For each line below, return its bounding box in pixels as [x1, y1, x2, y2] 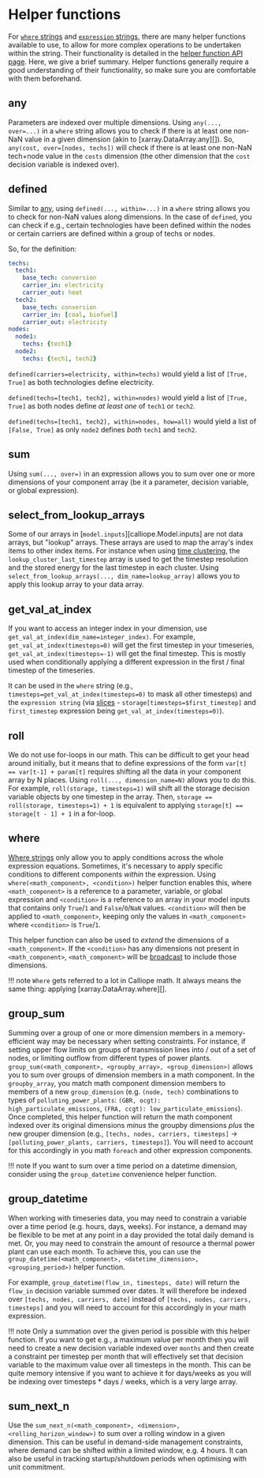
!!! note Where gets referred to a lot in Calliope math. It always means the [8, 975, 242, 985]
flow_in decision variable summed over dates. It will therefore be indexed [8, 1286, 247, 1295]
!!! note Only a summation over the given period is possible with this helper [8, 1326, 251, 1336]
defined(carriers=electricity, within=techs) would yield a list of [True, [8, 369, 248, 379]
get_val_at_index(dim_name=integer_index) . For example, [8, 632, 195, 642]
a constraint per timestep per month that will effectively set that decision [8, 1352, 244, 1361]
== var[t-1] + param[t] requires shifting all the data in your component [8, 767, 242, 776]
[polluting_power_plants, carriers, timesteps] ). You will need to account [8, 1137, 254, 1147]
